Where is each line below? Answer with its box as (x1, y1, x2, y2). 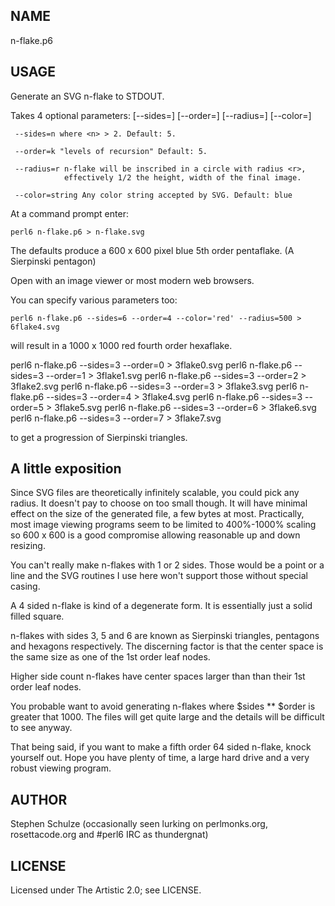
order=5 (10, 401, 45, 413)
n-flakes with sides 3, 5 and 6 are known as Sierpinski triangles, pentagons (10, 630, 320, 642)
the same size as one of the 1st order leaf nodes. (10, 651, 211, 663)
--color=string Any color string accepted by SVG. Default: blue (14, 190, 293, 200)
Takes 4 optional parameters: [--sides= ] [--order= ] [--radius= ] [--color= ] (10, 109, 312, 121)
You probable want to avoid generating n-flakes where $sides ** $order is (10, 700, 316, 713)
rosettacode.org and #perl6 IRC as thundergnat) (10, 829, 209, 841)
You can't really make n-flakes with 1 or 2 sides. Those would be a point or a (10, 559, 325, 571)
